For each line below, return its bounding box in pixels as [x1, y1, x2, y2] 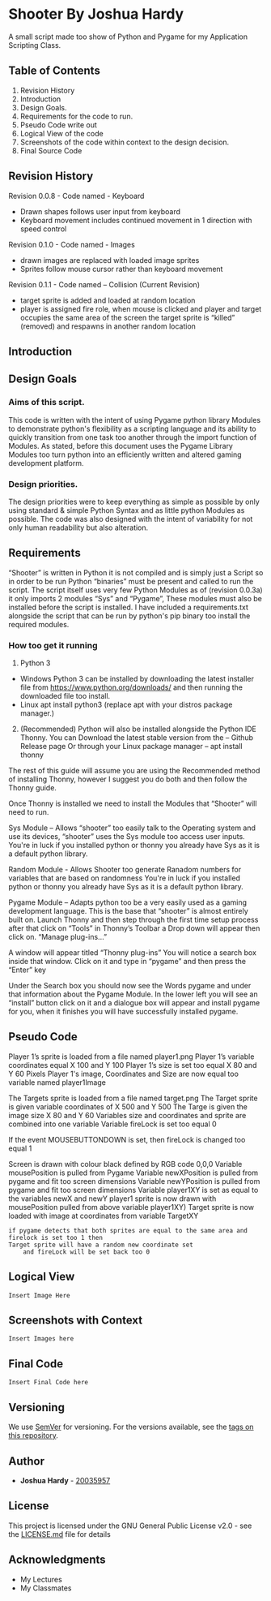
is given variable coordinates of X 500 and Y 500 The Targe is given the [8, 1101, 248, 1112]
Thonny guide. [8, 783, 57, 793]
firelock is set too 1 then [8, 1233, 104, 1242]
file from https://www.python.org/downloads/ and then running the [19, 682, 243, 692]
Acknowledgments [8, 1553, 107, 1567]
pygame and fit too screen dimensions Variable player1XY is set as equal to [8, 1185, 259, 1194]
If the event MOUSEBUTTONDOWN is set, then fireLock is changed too [8, 1134, 246, 1144]
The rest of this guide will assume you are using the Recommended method [8, 766, 260, 776]
